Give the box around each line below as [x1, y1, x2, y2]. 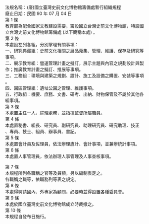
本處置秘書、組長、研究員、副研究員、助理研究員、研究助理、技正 [5, 122, 140, 128]
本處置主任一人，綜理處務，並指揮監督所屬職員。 [5, 110, 105, 116]
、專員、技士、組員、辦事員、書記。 [5, 129, 79, 134]
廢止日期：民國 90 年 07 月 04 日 [5, 10, 72, 16]
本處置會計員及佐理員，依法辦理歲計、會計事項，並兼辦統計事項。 [5, 141, 140, 147]
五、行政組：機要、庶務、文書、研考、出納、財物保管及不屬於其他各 [5, 91, 144, 97]
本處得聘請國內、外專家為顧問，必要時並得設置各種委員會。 [5, 189, 127, 195]
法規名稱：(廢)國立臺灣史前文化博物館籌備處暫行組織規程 [5, 4, 121, 10]
